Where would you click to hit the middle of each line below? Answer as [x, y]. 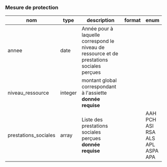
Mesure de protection [32, 7]
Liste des [92, 120]
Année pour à [97, 29]
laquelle [91, 35]
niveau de [93, 47]
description [101, 20]
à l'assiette [94, 93]
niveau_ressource [28, 93]
